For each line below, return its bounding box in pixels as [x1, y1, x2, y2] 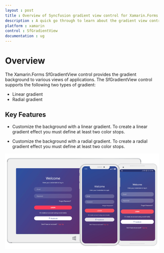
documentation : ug [5, 34, 45, 39]
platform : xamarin [5, 23, 45, 28]
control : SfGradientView [5, 28, 58, 34]
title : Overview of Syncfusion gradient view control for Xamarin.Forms [5, 13, 159, 18]
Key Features [5, 110, 46, 119]
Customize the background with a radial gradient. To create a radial [12, 138, 148, 144]
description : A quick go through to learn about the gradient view [5, 18, 147, 23]
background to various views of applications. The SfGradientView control [5, 76, 152, 83]
